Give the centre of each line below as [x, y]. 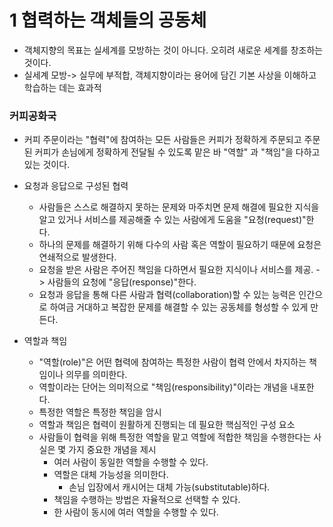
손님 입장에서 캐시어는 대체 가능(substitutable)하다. [169, 487]
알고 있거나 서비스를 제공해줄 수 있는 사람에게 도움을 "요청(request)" [172, 220]
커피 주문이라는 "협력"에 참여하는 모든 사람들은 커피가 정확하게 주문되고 [162, 140]
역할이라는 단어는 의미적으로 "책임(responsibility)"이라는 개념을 [163, 387]
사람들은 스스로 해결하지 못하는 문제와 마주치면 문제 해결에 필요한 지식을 [179, 207]
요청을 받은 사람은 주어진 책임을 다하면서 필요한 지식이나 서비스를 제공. [176, 270]
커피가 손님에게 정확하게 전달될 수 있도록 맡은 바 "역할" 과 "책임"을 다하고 [177, 152]
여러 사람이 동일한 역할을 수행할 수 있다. [131, 462]
